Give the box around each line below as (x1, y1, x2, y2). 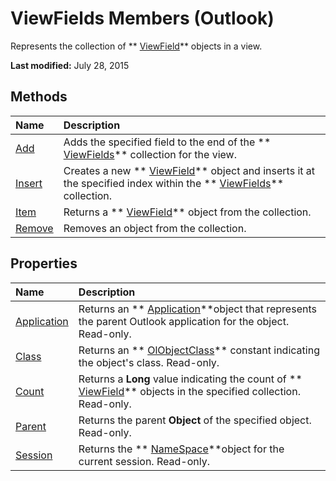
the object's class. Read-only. (78, 355, 220, 369)
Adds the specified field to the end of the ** (63, 135, 272, 149)
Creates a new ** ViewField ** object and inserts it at (63, 163, 316, 177)
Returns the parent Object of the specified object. (78, 413, 312, 427)
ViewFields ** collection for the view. (63, 147, 237, 161)
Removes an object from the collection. (63, 221, 247, 235)
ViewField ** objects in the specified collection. (78, 384, 301, 398)
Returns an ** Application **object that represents (78, 302, 317, 316)
